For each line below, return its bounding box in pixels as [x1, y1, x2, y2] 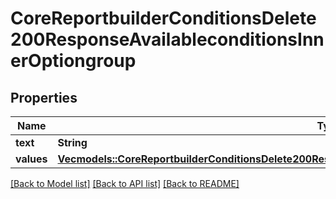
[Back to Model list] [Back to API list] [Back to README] [10, 178, 240, 189]
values [15, 152, 48, 166]
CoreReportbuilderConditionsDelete [10, 7, 317, 30]
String [57, 136, 88, 149]
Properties [10, 89, 78, 106]
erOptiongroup [10, 50, 137, 72]
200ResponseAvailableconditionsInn [10, 28, 325, 51]
